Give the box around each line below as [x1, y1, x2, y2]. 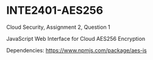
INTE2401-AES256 [6, 4, 104, 17]
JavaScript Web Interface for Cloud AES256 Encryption [6, 35, 145, 42]
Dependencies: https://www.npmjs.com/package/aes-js [6, 46, 148, 54]
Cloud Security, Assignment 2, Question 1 [6, 23, 111, 31]
